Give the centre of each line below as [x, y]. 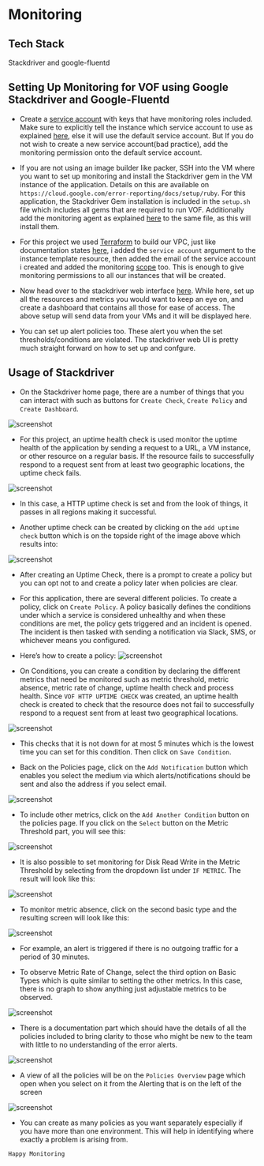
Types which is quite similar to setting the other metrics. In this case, [131, 980]
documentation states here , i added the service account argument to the [138, 250]
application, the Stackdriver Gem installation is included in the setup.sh [135, 201]
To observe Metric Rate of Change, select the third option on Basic [128, 972]
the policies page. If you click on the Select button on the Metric [124, 822]
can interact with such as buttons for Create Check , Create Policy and [133, 400]
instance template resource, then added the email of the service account [138, 258]
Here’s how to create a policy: [68, 655]
